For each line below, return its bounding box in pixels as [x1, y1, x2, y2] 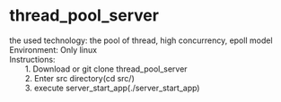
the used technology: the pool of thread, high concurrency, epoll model [9, 35, 273, 46]
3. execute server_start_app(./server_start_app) [25, 82, 200, 93]
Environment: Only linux [9, 44, 97, 55]
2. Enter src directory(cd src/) [25, 72, 135, 83]
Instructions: [9, 54, 56, 64]
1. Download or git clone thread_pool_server [25, 64, 188, 74]
